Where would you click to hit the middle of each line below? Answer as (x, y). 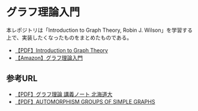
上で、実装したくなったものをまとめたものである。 (69, 37)
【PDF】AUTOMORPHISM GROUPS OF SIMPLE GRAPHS (85, 101)
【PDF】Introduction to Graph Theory (61, 50)
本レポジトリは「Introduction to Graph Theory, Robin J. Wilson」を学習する (100, 30)
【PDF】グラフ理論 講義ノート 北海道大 (64, 94)
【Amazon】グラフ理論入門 (49, 58)
